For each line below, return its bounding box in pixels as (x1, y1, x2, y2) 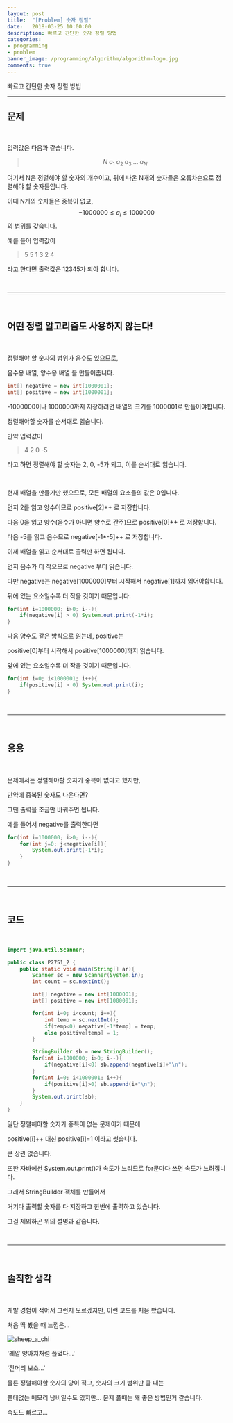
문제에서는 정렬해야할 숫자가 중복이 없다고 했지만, (7, 775, 141, 784)
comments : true (7, 62, 51, 69)
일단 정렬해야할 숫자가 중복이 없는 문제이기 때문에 (7, 1120, 141, 1128)
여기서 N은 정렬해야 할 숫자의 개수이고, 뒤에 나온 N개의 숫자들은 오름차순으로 (7, 174, 214, 182)
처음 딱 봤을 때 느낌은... (7, 1321, 70, 1329)
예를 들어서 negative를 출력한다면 (7, 820, 99, 828)
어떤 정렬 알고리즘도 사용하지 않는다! (7, 320, 154, 332)
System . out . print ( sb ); (32, 1094, 98, 1101)
